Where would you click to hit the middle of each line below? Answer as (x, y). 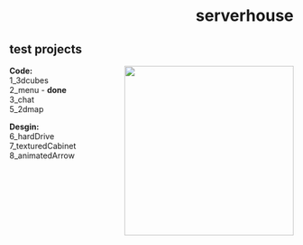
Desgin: (24, 127)
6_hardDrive (32, 136)
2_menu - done (38, 90)
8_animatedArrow (42, 155)
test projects (46, 49)
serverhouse (244, 16)
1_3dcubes (29, 80)
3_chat (22, 99)
